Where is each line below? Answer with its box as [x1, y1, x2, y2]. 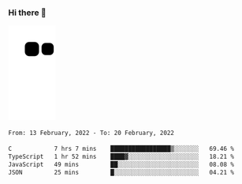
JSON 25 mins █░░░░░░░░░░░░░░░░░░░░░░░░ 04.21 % [8, 169, 235, 177]
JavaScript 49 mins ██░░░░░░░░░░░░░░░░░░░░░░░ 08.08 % [8, 161, 235, 169]
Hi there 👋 [8, 7, 47, 18]
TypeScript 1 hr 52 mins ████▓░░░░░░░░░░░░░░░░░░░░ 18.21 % [8, 153, 235, 161]
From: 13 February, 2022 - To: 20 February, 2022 [8, 130, 175, 137]
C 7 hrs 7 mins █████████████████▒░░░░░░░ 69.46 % [8, 145, 235, 153]
